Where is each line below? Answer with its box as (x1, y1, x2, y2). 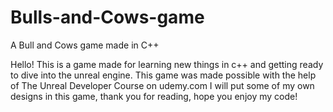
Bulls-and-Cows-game (10, 6, 205, 29)
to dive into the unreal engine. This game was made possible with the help (10, 69, 317, 81)
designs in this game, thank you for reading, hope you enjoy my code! (10, 90, 298, 102)
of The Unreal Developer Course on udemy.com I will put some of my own (10, 79, 315, 91)
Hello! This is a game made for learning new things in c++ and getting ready (10, 58, 324, 70)
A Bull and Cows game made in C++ (10, 39, 160, 51)
